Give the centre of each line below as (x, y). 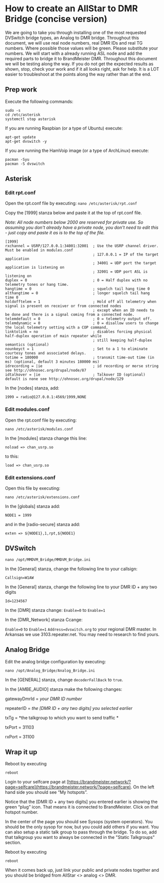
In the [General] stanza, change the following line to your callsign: (71, 569)
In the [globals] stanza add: (33, 506)
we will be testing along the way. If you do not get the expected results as (79, 64)
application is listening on (35, 268)
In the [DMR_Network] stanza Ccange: (44, 619)
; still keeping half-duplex (122, 341)
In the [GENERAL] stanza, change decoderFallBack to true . (64, 680)
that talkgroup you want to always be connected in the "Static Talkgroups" (80, 837)
